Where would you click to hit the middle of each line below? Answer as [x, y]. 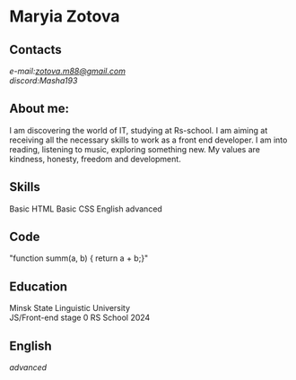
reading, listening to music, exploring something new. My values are [135, 149]
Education [39, 286]
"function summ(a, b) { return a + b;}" [79, 258]
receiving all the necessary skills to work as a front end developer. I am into [148, 140]
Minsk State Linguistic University [70, 308]
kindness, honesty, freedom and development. [95, 159]
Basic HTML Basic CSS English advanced [86, 209]
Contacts [36, 50]
